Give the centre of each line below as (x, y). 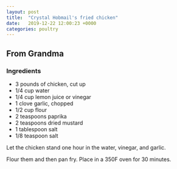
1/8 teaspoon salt (37, 136)
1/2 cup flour (31, 109)
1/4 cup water (32, 90)
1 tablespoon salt (36, 129)
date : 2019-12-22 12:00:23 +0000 (51, 23)
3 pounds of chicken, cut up (50, 84)
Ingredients (24, 71)
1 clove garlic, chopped (44, 103)
